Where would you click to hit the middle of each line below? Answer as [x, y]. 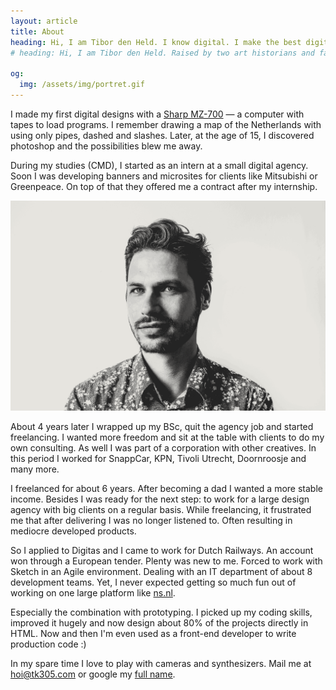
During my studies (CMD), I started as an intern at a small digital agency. [159, 165]
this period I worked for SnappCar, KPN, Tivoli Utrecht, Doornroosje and [158, 458]
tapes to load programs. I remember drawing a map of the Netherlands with [166, 124]
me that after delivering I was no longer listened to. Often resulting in [151, 520]
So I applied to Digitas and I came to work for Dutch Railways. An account [162, 550]
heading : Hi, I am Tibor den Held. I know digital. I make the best [156, 42]
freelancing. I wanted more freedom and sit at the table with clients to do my [167, 437]
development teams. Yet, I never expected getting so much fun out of [153, 582]
